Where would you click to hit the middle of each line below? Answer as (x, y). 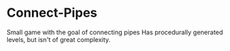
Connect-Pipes (52, 13)
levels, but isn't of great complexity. (59, 39)
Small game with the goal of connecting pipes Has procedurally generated (115, 32)
